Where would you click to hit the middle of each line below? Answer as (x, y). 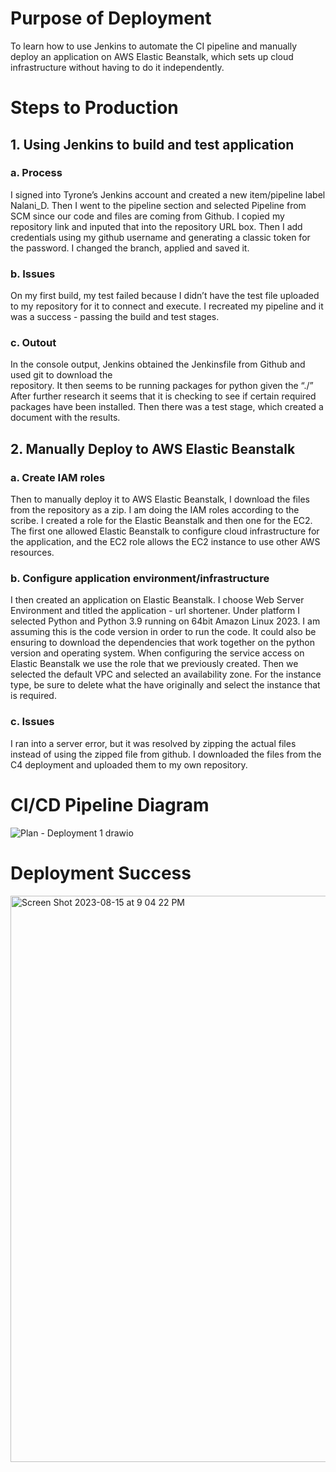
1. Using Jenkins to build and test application (152, 144)
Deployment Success (101, 873)
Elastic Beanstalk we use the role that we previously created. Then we (154, 664)
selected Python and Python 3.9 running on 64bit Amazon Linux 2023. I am (165, 621)
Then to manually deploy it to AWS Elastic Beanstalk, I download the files (160, 499)
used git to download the (61, 375)
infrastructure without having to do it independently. (117, 67)
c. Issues (32, 722)
